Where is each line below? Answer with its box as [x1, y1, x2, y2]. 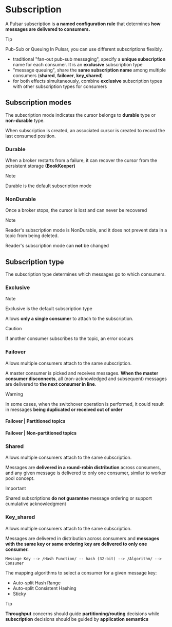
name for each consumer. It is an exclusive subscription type [12, 61, 143, 67]
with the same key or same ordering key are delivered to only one [5, 541, 147, 547]
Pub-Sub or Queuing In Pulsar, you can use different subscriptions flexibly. [5, 46, 163, 52]
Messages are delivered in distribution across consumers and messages [5, 535, 160, 541]
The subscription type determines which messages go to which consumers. [5, 271, 166, 277]
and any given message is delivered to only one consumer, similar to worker [5, 470, 166, 476]
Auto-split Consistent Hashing [12, 585, 77, 591]
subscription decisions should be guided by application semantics [5, 616, 149, 622]
